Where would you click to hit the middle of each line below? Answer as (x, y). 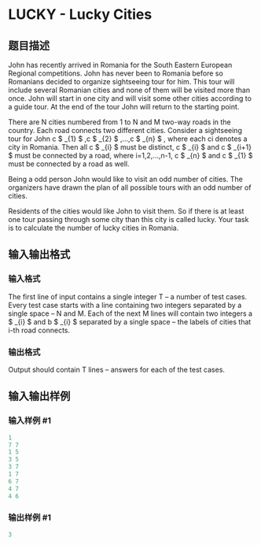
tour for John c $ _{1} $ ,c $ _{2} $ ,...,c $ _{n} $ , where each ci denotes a (128, 139)
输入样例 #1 (29, 421)
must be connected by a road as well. (69, 164)
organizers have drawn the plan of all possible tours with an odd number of (130, 187)
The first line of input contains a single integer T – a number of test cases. (128, 296)
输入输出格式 (39, 255)
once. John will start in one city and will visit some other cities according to (130, 98)
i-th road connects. (39, 330)
